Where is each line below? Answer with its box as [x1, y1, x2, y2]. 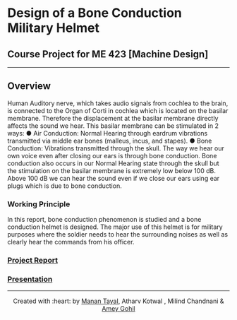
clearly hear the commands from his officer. [7, 238, 135, 247]
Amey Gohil [102, 304, 135, 313]
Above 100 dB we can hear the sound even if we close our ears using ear [7, 174, 220, 182]
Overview [7, 80, 51, 93]
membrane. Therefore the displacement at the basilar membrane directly [7, 114, 219, 122]
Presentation [7, 274, 53, 284]
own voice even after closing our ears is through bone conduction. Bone [7, 151, 217, 160]
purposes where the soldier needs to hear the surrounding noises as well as [7, 230, 228, 239]
